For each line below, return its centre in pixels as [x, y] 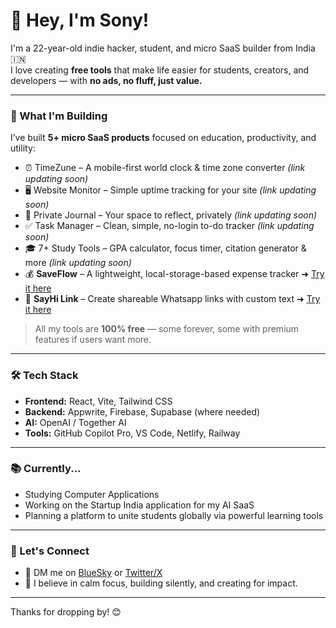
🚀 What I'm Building [59, 116]
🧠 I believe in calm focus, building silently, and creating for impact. [161, 583]
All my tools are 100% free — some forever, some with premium [167, 329]
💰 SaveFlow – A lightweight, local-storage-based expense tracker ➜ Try [174, 274]
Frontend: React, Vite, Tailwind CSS [98, 401]
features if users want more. [93, 340]
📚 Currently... [46, 469]
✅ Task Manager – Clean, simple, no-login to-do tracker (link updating [169, 226]
